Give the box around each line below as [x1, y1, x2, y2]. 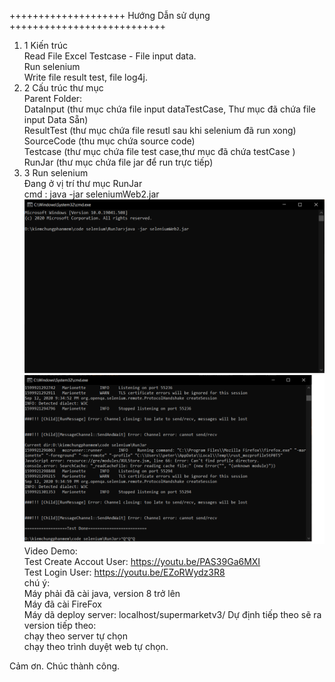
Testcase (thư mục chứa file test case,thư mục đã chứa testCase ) [23, 146, 296, 157]
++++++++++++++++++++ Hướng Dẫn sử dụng [9, 10, 211, 21]
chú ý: [23, 577, 51, 589]
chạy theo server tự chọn [23, 630, 129, 642]
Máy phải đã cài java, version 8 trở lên [23, 588, 181, 600]
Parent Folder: [23, 93, 83, 104]
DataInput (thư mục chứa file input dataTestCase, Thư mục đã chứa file [23, 103, 316, 115]
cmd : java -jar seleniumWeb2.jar [23, 188, 160, 200]
